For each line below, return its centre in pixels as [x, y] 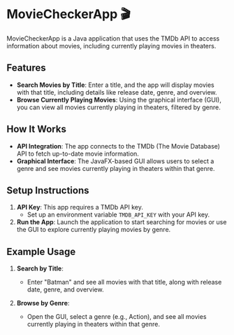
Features [26, 68]
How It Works [37, 129]
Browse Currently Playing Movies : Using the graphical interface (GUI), [119, 100]
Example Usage [41, 251]
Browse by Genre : [43, 303]
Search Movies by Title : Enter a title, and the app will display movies [115, 85]
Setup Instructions [48, 190]
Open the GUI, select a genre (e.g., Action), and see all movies [117, 317]
